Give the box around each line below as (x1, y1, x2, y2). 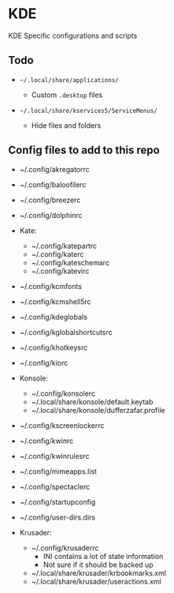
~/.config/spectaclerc (19, 482, 91, 491)
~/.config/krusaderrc (31, 542, 99, 553)
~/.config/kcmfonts (19, 281, 83, 291)
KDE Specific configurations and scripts (8, 31, 138, 40)
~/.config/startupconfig (19, 497, 96, 506)
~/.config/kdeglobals (19, 312, 88, 321)
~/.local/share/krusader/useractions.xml (31, 576, 161, 586)
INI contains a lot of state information (43, 551, 164, 561)
